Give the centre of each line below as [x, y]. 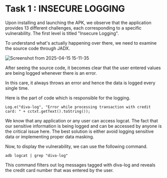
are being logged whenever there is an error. [51, 73]
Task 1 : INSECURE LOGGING [65, 9]
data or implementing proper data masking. [50, 136]
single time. [17, 88]
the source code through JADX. [38, 48]
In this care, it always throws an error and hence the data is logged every [80, 83]
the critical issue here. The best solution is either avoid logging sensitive [79, 131]
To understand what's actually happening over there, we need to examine [81, 43]
